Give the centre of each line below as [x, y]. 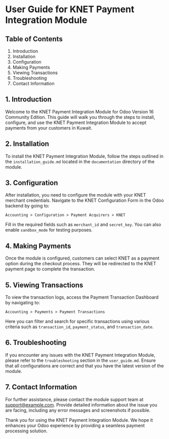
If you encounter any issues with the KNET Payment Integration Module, [80, 355]
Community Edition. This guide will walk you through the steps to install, [80, 117]
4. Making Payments [38, 246]
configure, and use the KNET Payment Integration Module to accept [76, 122]
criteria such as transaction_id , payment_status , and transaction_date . [79, 327]
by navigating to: [23, 303]
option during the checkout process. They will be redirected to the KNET [81, 264]
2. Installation [27, 144]
